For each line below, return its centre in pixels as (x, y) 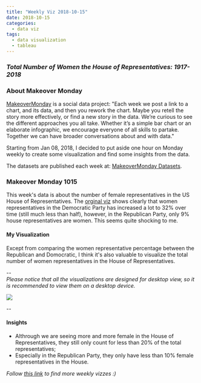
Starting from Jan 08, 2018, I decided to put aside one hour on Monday (95, 148)
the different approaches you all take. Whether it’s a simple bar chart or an (99, 123)
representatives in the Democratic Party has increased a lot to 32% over (96, 208)
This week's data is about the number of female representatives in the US (98, 195)
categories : (21, 23)
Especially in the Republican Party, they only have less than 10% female (104, 355)
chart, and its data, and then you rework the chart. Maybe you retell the (95, 110)
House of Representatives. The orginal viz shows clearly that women (92, 201)
